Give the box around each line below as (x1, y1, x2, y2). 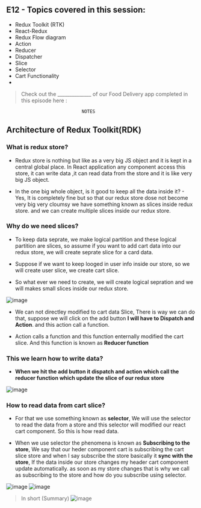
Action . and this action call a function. (14, 321, 110, 328)
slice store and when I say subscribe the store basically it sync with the (14, 452, 193, 460)
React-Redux (14, 27, 48, 34)
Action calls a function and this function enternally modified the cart (14, 332, 184, 340)
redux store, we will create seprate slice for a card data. (14, 248, 153, 256)
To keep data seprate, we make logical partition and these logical (14, 236, 176, 243)
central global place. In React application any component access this (14, 163, 186, 170)
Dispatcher (14, 53, 43, 60)
